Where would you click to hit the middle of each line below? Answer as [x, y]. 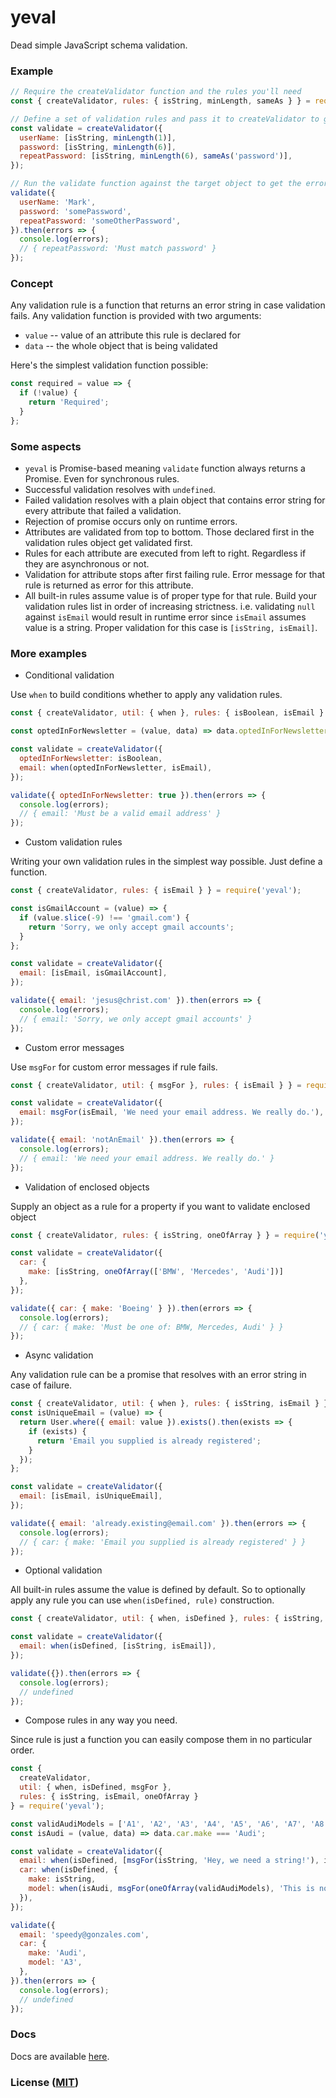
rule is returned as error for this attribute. [109, 585]
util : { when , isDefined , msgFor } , [95, 1787]
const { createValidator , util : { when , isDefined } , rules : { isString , [167, 1619]
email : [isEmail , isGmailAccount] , [93, 973]
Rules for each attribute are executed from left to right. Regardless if [165, 553]
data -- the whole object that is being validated [121, 346]
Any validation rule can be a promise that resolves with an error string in [158, 1375]
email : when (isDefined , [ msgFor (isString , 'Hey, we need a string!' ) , [169, 1861]
